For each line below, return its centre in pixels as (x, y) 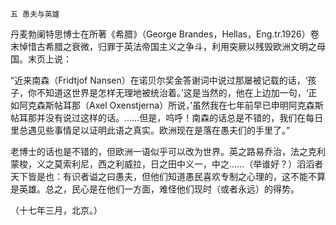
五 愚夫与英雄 (35, 14)
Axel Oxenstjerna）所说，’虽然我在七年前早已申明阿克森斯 (206, 105)
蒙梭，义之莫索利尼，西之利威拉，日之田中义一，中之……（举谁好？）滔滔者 (167, 164)
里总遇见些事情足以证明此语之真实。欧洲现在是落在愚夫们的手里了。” (150, 130)
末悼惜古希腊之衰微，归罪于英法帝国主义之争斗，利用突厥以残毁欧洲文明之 (163, 46)
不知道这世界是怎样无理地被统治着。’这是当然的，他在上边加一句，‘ (172, 92)
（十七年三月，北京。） (56, 210)
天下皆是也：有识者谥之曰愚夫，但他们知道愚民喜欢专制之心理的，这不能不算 (168, 176)
